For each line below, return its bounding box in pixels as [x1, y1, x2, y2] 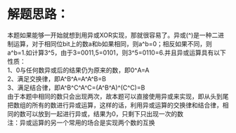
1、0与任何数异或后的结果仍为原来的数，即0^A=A [7, 66, 150, 74]
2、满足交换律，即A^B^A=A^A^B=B [7, 74, 107, 83]
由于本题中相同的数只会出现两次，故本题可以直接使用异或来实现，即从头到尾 [7, 92, 229, 100]
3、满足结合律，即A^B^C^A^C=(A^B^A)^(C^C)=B [7, 83, 145, 92]
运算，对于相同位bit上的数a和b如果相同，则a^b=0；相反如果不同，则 [13, 39, 213, 48]
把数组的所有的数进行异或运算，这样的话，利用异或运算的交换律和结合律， [7, 101, 223, 109]
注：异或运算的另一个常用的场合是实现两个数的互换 [7, 118, 155, 127]
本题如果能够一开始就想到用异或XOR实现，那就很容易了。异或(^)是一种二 [7, 31, 218, 39]
